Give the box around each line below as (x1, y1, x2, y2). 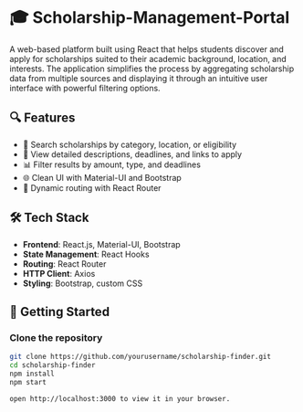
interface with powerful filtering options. (9, 82, 162, 93)
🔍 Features (9, 111, 76, 126)
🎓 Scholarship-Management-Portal (9, 7, 290, 28)
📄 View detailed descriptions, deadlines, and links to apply (22, 148, 243, 160)
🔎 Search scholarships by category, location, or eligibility (22, 139, 237, 150)
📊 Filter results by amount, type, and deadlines (22, 159, 201, 170)
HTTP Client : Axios (22, 268, 96, 279)
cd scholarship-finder (9, 361, 96, 370)
